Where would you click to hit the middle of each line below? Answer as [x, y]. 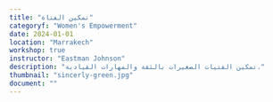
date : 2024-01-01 [41, 34]
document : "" [33, 83]
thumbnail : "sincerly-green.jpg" [71, 75]
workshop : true [37, 51]
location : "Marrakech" [51, 42]
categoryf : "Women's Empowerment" [74, 26]
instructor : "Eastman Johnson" [67, 59]
